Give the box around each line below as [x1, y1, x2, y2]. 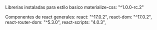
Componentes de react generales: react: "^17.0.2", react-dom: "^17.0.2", [5, 14, 152, 19]
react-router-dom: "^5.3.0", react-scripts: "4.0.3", [5, 19, 106, 25]
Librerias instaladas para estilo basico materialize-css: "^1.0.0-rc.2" [5, 4, 144, 10]
